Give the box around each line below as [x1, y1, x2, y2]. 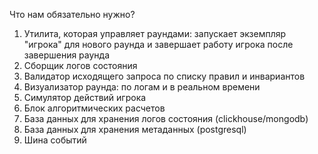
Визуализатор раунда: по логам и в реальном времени [23, 81, 261, 93]
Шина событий [23, 134, 87, 146]
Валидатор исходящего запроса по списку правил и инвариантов [23, 70, 306, 82]
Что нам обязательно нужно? [9, 9, 136, 20]
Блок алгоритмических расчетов [23, 102, 166, 114]
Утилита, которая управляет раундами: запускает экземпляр [23, 28, 287, 39]
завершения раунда [23, 49, 111, 61]
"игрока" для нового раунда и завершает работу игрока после [23, 39, 294, 50]
